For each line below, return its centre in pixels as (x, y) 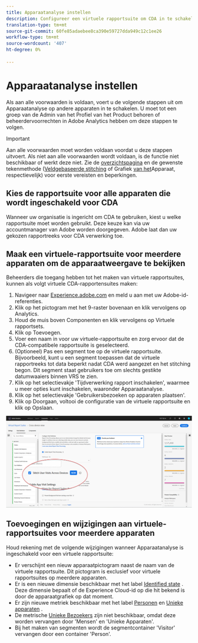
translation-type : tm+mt (37, 25)
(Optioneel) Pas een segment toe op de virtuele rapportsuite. (88, 352)
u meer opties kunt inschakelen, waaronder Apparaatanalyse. (89, 389)
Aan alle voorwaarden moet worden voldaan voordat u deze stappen (89, 150)
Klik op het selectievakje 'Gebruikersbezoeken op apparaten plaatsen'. (100, 395)
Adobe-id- (176, 295)
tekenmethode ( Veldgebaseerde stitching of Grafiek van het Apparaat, (91, 168)
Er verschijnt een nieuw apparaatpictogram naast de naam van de (95, 565)
